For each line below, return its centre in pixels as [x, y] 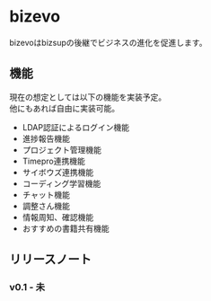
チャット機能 [46, 194]
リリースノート [50, 259]
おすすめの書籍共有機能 [66, 228]
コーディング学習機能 [62, 183]
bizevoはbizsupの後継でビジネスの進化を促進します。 [108, 42]
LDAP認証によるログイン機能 [76, 127]
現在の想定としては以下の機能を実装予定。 [88, 97]
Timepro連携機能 [53, 161]
